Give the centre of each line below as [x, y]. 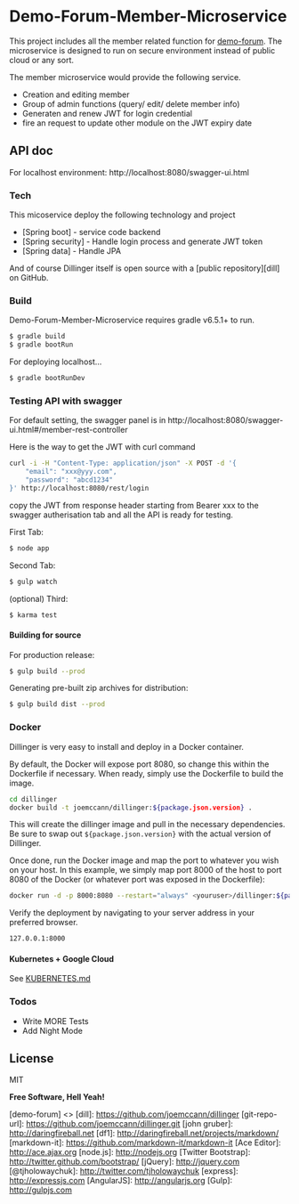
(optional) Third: [39, 598]
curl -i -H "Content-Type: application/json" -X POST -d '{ [123, 464]
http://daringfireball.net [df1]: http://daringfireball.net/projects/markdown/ [144, 1134]
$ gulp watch [33, 582]
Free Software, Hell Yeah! [57, 1097]
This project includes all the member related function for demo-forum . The [146, 41]
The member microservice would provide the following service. [125, 77]
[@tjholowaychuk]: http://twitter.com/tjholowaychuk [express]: [124, 1171]
